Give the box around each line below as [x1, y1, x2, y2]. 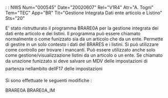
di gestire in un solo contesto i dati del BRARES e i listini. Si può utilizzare [5, 41, 159, 47]
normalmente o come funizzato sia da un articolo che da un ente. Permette [5, 36, 163, 42]
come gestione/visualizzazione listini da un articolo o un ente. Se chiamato [5, 52, 163, 58]
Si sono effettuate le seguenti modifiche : [5, 78, 92, 83]
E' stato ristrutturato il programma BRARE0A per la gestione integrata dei [5, 25, 159, 31]
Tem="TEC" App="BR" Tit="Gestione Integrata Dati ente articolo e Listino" [5, 10, 162, 16]
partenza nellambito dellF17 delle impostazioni [5, 66, 103, 71]
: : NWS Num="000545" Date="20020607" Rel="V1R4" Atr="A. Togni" [5, 5, 154, 10]
